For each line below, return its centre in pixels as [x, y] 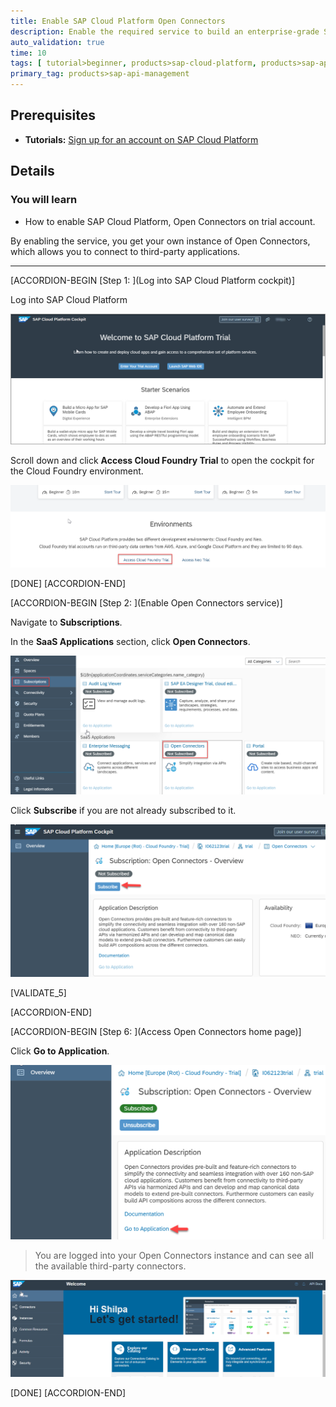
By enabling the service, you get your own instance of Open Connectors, [160, 241]
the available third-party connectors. [110, 1266]
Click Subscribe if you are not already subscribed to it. [123, 810]
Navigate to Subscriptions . [66, 622]
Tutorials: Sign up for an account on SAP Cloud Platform [141, 139]
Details [32, 171]
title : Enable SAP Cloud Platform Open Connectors [118, 21]
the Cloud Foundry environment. [77, 471]
